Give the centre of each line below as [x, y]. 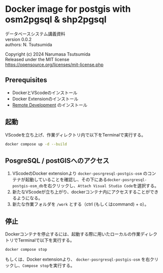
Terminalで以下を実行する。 [46, 240]
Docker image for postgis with [68, 9]
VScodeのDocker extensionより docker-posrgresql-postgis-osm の [80, 173]
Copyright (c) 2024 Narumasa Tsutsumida [48, 54]
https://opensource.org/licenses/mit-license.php [54, 65]
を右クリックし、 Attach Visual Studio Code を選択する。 [101, 186]
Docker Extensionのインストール [45, 99]
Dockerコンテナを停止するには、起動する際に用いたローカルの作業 [73, 234]
